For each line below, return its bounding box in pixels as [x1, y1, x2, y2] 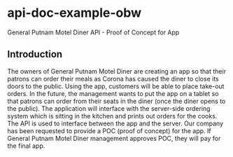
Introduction [7, 48, 63, 60]
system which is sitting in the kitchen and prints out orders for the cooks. [7, 111, 218, 120]
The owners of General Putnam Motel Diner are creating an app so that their [7, 67, 226, 75]
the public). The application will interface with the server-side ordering [7, 104, 211, 113]
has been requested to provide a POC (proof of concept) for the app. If [7, 126, 211, 135]
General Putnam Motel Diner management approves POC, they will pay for [7, 134, 221, 142]
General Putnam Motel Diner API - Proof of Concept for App [7, 28, 180, 36]
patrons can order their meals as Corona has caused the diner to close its [7, 74, 219, 83]
